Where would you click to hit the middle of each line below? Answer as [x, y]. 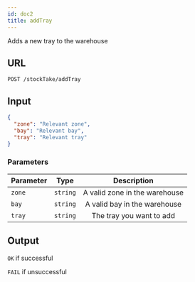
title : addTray [30, 21]
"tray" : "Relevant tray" [51, 137]
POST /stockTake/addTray [44, 80]
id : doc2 [20, 14]
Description [133, 180]
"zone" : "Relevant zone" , [52, 124]
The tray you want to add [133, 215]
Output [23, 241]
